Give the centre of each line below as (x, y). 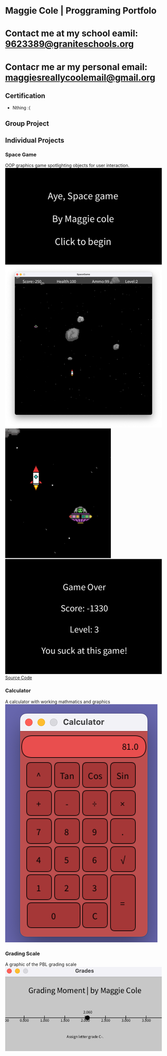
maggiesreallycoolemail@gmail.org (80, 78)
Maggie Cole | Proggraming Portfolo (81, 11)
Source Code (19, 678)
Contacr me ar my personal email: (76, 67)
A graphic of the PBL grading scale (41, 964)
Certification (25, 95)
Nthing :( (21, 108)
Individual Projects (35, 140)
